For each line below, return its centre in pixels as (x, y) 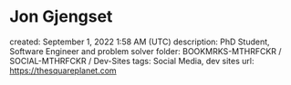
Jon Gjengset (61, 17)
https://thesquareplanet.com (63, 71)
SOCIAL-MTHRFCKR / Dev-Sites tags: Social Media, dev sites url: (132, 61)
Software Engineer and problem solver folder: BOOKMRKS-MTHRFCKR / (145, 51)
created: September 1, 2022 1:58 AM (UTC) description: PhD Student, (140, 42)
